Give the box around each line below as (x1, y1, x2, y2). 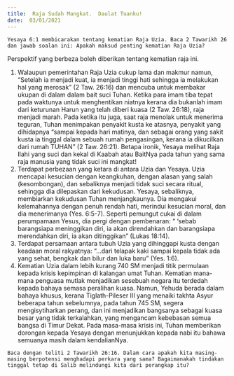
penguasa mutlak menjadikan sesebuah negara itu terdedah (34, 276, 208, 284)
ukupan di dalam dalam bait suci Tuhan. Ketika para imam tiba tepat (17, 90, 213, 99)
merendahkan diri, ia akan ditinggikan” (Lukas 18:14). (17, 232, 170, 240)
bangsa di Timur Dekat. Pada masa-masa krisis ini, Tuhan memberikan (17, 321, 221, 329)
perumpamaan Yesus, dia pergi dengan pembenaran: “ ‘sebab (17, 216, 197, 225)
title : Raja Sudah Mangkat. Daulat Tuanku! (7, 10, 142, 18)
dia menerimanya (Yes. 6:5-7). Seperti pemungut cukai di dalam (17, 209, 202, 218)
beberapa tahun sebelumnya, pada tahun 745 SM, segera (17, 298, 184, 307)
